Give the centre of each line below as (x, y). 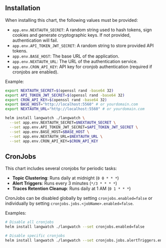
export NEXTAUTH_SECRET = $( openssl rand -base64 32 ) (59, 91)
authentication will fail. (35, 40)
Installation (23, 8)
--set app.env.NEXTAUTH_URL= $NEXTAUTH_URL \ (56, 136)
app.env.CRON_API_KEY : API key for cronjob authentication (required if (82, 66)
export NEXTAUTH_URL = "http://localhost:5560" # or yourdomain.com (75, 109)
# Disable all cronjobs (30, 222)
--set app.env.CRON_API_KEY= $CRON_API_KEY (54, 141)
